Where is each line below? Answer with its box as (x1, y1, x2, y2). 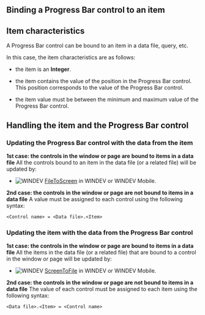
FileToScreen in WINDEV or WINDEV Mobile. (45, 177, 157, 184)
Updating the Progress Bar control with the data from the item (6, 138, 193, 147)
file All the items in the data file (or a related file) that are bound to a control (6, 249, 196, 256)
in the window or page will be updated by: (6, 255, 112, 262)
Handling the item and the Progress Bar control (6, 120, 188, 130)
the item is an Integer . (15, 65, 72, 73)
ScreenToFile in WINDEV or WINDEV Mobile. (45, 267, 157, 275)
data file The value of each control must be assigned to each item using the (6, 286, 198, 293)
